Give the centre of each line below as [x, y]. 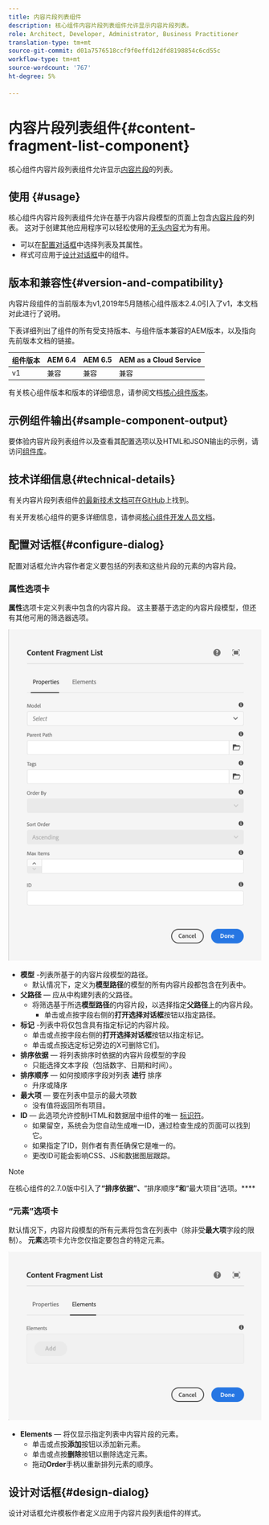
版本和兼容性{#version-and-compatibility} [116, 283]
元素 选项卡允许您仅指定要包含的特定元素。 [98, 1239]
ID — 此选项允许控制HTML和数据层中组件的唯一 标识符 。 [114, 1115]
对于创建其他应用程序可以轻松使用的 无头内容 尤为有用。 [122, 228]
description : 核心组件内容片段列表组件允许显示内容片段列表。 [100, 25]
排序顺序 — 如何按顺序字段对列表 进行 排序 [91, 1075]
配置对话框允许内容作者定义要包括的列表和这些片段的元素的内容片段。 [124, 565]
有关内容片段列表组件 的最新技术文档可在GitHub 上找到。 [101, 500]
